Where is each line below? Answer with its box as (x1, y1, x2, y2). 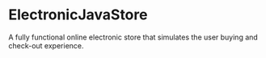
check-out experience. (8, 40, 84, 50)
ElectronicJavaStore (8, 6, 148, 24)
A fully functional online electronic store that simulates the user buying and (8, 32, 259, 42)
